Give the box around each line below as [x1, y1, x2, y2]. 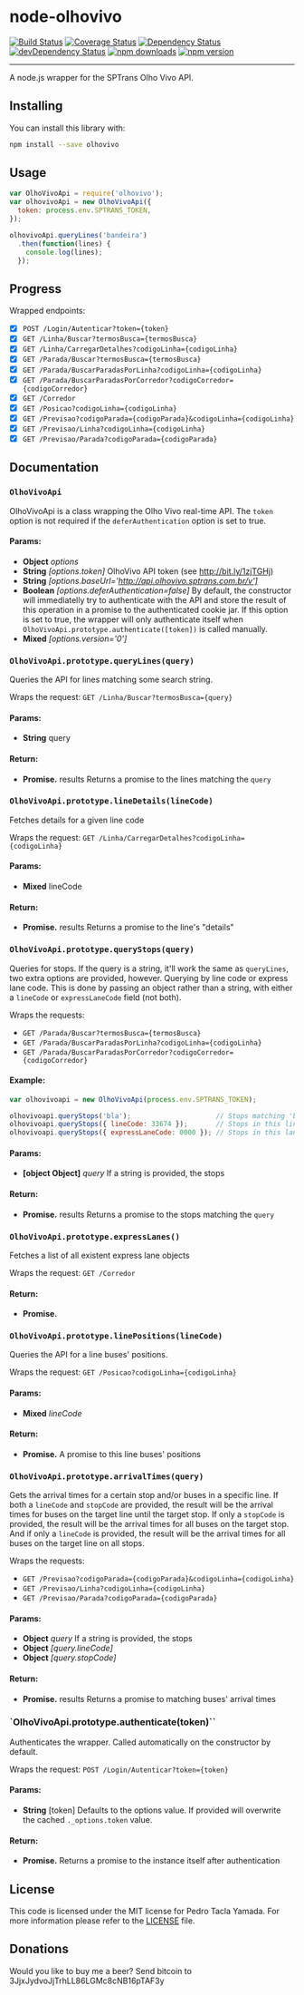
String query [22, 733, 71, 744]
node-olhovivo [9, 6, 122, 27]
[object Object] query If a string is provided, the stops [22, 1168, 225, 1179]
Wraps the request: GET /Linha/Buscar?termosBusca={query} [9, 692, 233, 703]
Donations [9, 1941, 70, 1957]
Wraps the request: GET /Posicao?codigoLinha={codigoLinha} [9, 1367, 237, 1377]
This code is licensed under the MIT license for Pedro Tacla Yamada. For [9, 1906, 280, 1917]
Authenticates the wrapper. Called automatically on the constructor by [9, 1737, 271, 1747]
